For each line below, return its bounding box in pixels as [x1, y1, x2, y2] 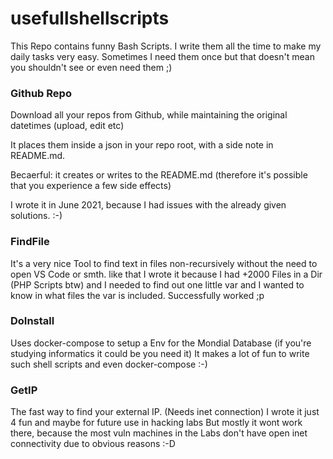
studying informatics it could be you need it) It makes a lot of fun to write [10, 347, 310, 359]
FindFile [10, 235, 50, 249]
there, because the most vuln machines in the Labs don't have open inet [10, 427, 308, 439]
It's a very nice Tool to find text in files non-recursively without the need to [10, 257, 318, 269]
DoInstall [10, 314, 55, 328]
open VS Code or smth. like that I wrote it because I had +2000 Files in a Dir [10, 268, 323, 280]
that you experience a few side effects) [10, 180, 172, 192]
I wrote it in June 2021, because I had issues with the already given [10, 199, 287, 211]
